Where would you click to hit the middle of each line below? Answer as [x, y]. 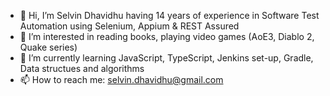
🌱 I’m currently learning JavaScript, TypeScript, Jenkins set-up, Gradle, [166, 58]
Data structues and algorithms [82, 68]
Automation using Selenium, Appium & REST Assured [129, 26]
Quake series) [48, 47]
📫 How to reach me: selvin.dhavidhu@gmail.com [121, 79]
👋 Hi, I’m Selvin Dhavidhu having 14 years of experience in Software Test [169, 15]
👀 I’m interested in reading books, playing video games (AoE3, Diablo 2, [167, 36]
